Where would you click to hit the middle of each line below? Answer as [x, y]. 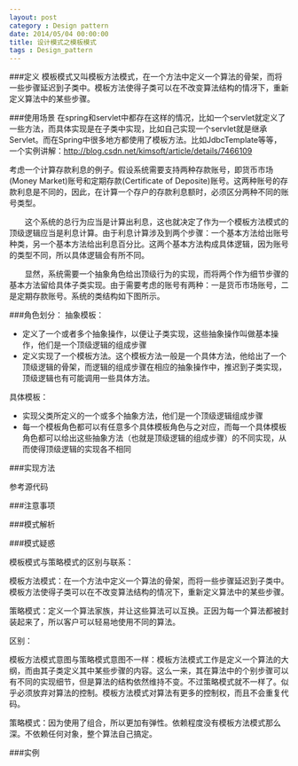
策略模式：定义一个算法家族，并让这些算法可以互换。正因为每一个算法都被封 [149, 611]
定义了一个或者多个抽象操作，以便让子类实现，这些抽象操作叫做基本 [146, 334]
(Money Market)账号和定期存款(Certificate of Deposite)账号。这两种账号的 [145, 181]
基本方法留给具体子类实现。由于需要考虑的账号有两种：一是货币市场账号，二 [149, 285]
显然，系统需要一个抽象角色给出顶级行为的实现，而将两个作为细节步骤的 [157, 274]
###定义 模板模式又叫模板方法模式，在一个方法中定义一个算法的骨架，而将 [146, 77]
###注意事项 [32, 505]
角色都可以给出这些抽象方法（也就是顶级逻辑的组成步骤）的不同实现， [150, 438]
